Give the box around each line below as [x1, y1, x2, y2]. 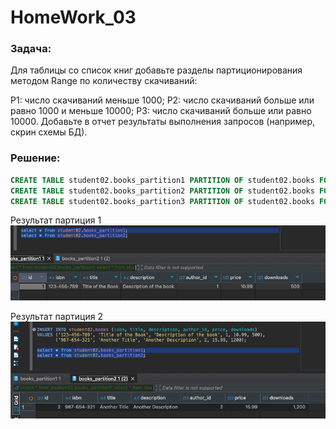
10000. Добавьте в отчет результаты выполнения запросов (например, [10, 116, 316, 128]
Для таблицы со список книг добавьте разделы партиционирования [10, 64, 303, 76]
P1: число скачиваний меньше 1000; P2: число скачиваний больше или [10, 94, 315, 106]
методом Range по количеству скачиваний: [10, 75, 198, 87]
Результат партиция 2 [10, 311, 103, 323]
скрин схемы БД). [10, 126, 88, 138]
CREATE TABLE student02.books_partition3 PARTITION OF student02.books [10, 196, 315, 206]
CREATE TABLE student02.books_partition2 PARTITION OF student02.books [10, 186, 315, 196]
